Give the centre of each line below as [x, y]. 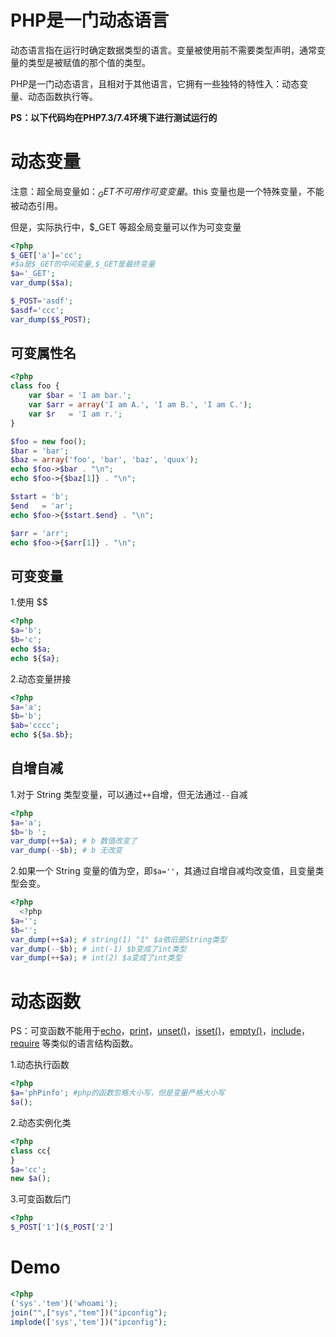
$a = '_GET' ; [33, 274]
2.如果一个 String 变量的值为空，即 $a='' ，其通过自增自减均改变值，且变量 [163, 871]
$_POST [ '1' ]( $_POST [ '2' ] [62, 1227]
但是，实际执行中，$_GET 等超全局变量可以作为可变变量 [126, 227]
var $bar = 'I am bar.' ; [80, 396]
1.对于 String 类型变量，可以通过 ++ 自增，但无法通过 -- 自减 [129, 794]
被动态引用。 [36, 205]
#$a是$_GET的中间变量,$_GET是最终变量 [83, 264]
